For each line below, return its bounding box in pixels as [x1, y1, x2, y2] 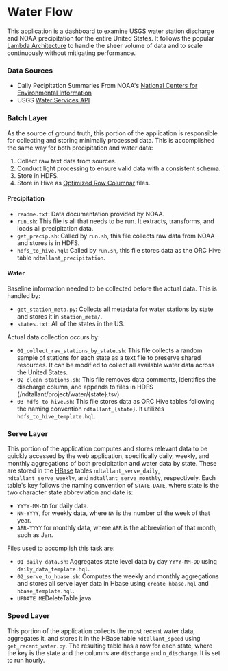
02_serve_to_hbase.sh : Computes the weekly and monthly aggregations [16, 572, 219, 580]
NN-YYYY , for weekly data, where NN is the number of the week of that [16, 509, 210, 517]
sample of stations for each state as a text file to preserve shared [16, 353, 201, 361]
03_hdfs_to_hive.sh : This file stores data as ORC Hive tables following [16, 397, 215, 405]
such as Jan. [16, 531, 53, 539]
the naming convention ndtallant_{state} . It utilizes [16, 405, 164, 413]
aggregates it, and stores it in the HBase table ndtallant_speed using [7, 634, 201, 642]
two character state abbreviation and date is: [7, 488, 134, 497]
